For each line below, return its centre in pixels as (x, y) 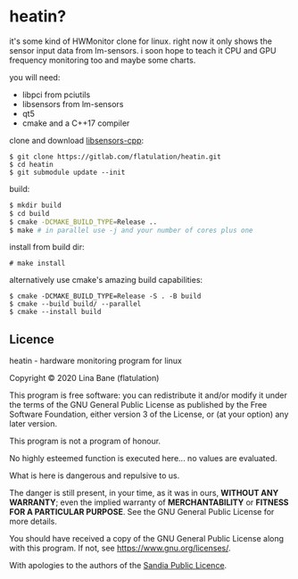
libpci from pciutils (56, 95)
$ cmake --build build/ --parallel (75, 304)
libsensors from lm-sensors (73, 103)
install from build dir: (47, 247)
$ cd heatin (31, 164)
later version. (33, 424)
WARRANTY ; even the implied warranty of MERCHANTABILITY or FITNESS (149, 502)
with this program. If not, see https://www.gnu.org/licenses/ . (120, 548)
